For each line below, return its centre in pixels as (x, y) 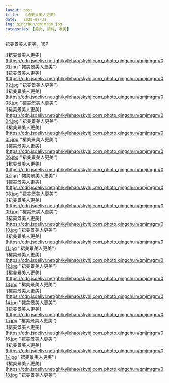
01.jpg (12, 67)
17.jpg (11, 357)
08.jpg (12, 194)
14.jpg (11, 303)
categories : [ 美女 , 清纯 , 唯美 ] (37, 29)
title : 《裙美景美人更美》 (31, 15)
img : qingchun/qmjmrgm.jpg (34, 24)
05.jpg (12, 139)
